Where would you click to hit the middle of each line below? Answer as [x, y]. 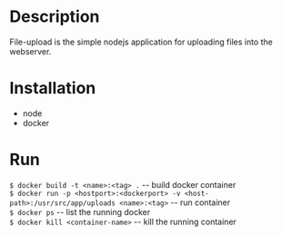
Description [55, 17]
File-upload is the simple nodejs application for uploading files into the [141, 42]
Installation [53, 88]
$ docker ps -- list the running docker [80, 211]
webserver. [30, 51]
